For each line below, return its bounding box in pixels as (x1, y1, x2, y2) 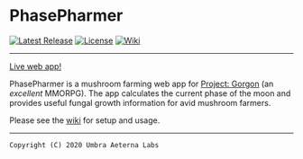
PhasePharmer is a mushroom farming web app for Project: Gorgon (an (9, 78, 274, 89)
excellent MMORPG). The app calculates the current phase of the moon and (9, 87, 291, 99)
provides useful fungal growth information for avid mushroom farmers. (9, 97, 271, 108)
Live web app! (9, 60, 61, 72)
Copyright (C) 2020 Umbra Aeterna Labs (9, 140, 160, 149)
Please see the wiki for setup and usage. (9, 114, 161, 126)
